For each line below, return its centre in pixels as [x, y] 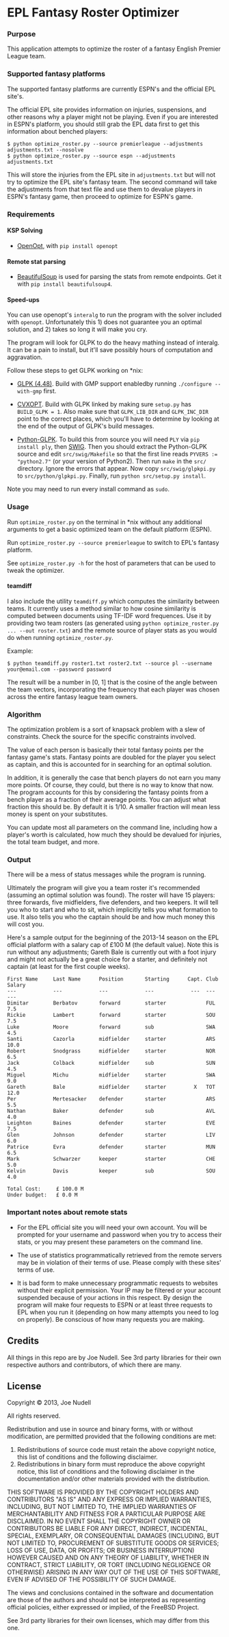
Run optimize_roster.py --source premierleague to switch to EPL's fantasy [113, 542]
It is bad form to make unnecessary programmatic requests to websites [118, 1283]
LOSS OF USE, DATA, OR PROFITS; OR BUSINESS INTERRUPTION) [101, 1551]
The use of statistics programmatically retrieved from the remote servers [119, 1255]
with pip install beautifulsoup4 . [65, 284]
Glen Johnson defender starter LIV [111, 1135]
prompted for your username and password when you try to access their [119, 1234]
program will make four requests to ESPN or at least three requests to [115, 1305]
